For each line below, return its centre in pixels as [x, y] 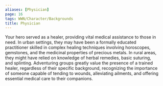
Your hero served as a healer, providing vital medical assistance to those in [81, 37]
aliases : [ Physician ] [27, 10]
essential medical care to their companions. [49, 79]
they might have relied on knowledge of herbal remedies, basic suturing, [78, 58]
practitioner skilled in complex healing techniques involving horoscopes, [78, 47]
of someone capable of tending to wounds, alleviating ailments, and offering [82, 73]
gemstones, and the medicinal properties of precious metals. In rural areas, [81, 53]
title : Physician [23, 23]
